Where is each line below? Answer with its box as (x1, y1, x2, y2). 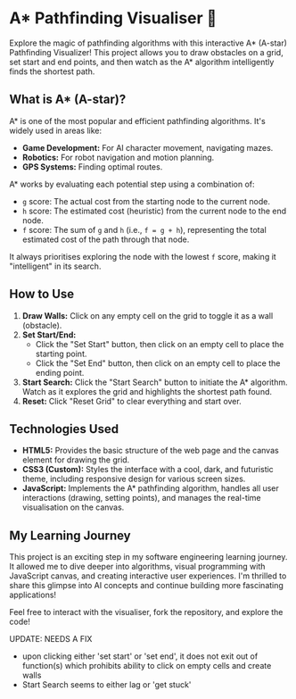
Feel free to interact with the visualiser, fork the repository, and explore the (9, 607, 284, 618)
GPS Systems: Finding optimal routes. (21, 161, 163, 172)
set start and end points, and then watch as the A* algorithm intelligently (9, 56, 275, 67)
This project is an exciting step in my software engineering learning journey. (9, 552, 288, 562)
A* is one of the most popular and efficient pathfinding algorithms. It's (9, 115, 266, 126)
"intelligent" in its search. (9, 261, 102, 271)
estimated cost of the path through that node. (21, 234, 190, 245)
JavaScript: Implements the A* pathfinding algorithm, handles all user (21, 483, 279, 494)
